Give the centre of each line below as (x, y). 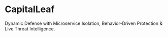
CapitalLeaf (30, 9)
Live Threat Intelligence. (30, 28)
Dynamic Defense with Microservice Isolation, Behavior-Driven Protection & (84, 23)
